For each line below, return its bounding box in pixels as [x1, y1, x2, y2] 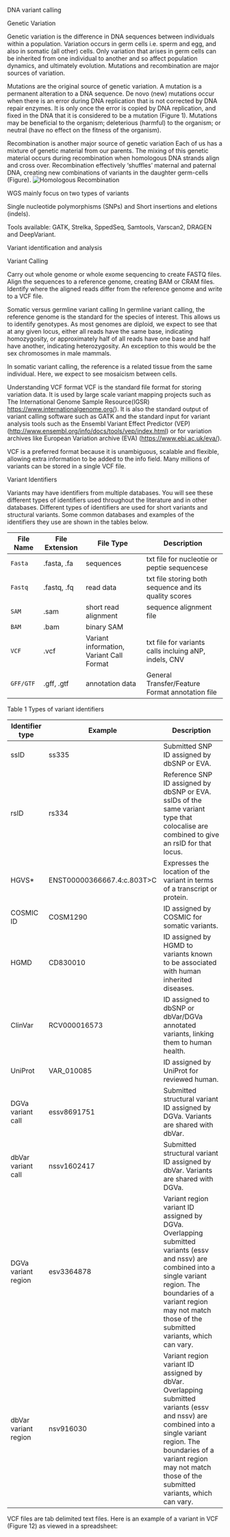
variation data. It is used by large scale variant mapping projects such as [7, 391, 212, 398]
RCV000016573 [49, 1021, 103, 1029]
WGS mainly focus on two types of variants [7, 189, 129, 197]
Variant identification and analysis [7, 244, 103, 251]
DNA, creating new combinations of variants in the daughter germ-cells [7, 168, 209, 177]
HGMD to [163, 941, 194, 950]
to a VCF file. [7, 292, 44, 300]
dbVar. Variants [163, 1165, 213, 1175]
